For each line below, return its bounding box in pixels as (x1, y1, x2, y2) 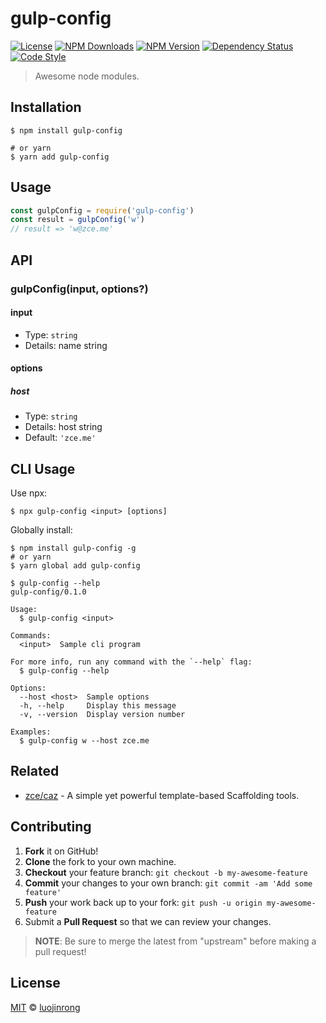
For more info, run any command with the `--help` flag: (10, 657, 253, 667)
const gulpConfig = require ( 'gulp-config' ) (10, 205, 195, 216)
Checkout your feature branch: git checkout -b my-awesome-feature (24, 866, 308, 878)
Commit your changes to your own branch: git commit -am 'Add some (24, 877, 313, 889)
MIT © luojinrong (10, 1001, 81, 1013)
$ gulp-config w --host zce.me (19, 736, 150, 746)
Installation (10, 99, 82, 116)
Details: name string (24, 339, 108, 351)
